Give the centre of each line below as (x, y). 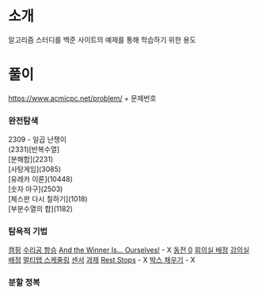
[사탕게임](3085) (35, 169)
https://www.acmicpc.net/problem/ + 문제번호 (82, 98)
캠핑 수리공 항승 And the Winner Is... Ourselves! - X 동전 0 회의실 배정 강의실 (129, 250)
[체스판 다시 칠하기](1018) (48, 199)
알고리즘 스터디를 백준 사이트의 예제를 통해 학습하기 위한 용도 (102, 40)
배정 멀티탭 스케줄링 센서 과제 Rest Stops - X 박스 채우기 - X (102, 260)
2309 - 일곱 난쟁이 (38, 140)
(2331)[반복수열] (34, 149)
